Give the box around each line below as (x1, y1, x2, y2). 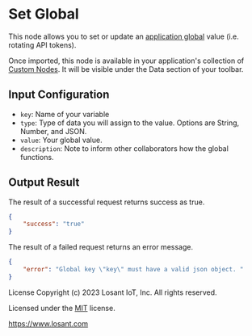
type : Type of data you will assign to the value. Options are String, (19, 118, 240, 128)
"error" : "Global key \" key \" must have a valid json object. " (23, 266, 244, 274)
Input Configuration (8, 88, 110, 102)
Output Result (8, 175, 80, 190)
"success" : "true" (23, 220, 85, 229)
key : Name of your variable (19, 109, 110, 119)
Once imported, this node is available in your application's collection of (8, 56, 245, 65)
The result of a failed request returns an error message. (8, 242, 194, 252)
